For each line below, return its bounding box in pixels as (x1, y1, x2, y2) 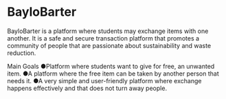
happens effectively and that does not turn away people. (7, 84, 167, 92)
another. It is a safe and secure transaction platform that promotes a (7, 34, 200, 42)
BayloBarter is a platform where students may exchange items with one (7, 27, 209, 35)
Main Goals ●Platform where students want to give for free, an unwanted (7, 62, 215, 70)
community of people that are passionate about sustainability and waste (7, 41, 212, 49)
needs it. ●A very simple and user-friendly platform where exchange (7, 76, 202, 85)
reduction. (7, 49, 36, 57)
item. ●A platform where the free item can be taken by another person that (7, 69, 220, 78)
